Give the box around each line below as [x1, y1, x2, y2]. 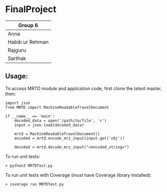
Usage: [5, 72, 29, 81]
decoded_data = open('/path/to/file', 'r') [14, 118, 107, 123]
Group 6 [18, 22, 39, 29]
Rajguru [8, 46, 26, 53]
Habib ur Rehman [8, 38, 49, 45]
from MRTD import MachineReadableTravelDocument [5, 105, 109, 110]
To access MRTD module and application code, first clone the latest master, [5, 85, 162, 91]
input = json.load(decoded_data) [14, 122, 85, 127]
